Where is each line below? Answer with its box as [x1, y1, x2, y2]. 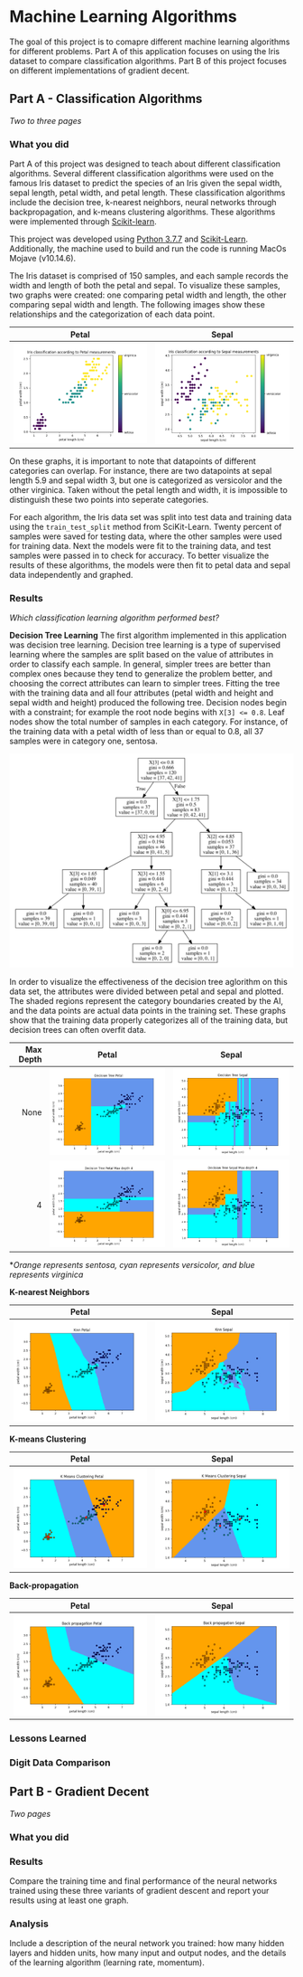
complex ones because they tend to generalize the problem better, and [9, 668, 273, 679]
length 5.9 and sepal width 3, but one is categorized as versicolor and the [9, 475, 282, 486]
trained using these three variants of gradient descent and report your [9, 1886, 270, 1896]
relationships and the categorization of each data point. [9, 309, 216, 320]
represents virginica [9, 1269, 84, 1280]
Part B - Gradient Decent [9, 1784, 150, 1800]
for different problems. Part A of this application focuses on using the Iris [9, 45, 280, 56]
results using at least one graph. [9, 1895, 129, 1906]
